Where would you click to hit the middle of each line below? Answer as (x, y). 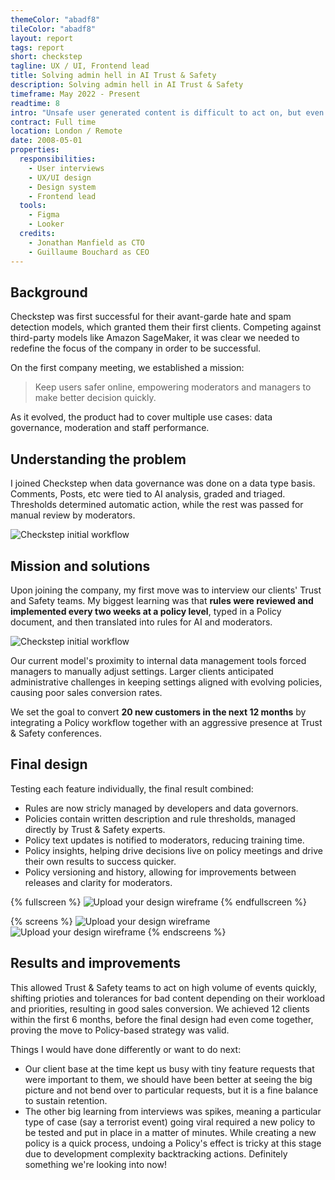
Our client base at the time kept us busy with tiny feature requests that (169, 1068)
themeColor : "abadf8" (55, 19)
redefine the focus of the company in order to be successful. (136, 348)
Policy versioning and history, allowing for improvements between (160, 872)
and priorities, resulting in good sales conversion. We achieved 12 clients (160, 1008)
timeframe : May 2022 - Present (75, 94)
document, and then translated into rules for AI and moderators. (141, 622)
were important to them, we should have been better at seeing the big (168, 1079)
